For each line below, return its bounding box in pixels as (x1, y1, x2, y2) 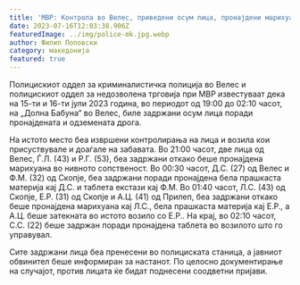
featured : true (9, 54, 66, 63)
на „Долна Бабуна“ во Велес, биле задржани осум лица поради (9, 108, 254, 118)
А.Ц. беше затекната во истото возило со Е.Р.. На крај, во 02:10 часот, (9, 211, 277, 221)
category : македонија (9, 46, 90, 55)
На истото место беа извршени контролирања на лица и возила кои (9, 135, 271, 145)
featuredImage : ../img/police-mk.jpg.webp (9, 29, 170, 38)
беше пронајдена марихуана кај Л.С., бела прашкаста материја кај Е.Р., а (9, 201, 290, 211)
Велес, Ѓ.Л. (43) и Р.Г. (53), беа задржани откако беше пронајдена (9, 154, 263, 163)
